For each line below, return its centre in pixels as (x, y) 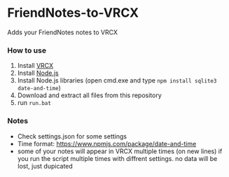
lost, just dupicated (45, 166)
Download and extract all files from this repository (90, 95)
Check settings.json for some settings (72, 136)
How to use (27, 50)
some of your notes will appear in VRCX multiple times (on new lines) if (120, 151)
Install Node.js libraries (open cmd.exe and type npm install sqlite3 (117, 80)
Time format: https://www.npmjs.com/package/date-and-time (107, 143)
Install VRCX (35, 66)
